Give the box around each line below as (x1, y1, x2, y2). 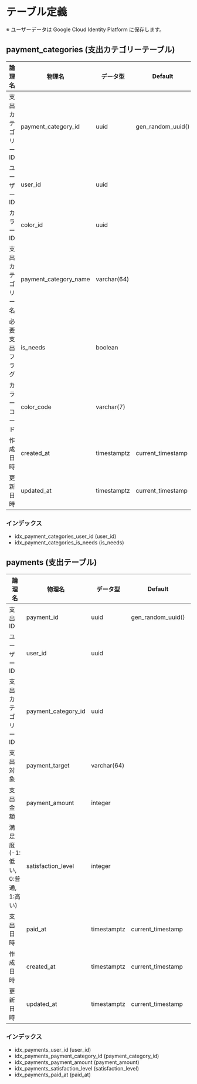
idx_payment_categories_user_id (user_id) (14, 533, 117, 540)
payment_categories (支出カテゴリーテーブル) (6, 45, 175, 55)
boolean (96, 343, 118, 351)
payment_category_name (21, 275, 90, 283)
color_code (21, 403, 52, 411)
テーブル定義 (6, 5, 67, 19)
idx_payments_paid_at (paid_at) (14, 1071, 91, 1078)
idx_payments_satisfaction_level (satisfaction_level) (14, 1065, 140, 1072)
